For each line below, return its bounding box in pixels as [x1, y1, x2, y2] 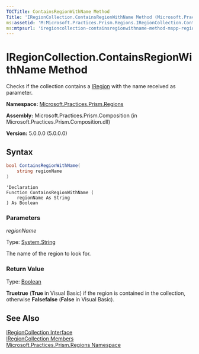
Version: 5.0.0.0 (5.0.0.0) [6, 130, 68, 137]
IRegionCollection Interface [6, 329, 73, 336]
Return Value [6, 265, 44, 273]
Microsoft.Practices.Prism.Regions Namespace [6, 342, 121, 349]
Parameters [6, 214, 40, 222]
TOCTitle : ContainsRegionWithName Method [6, 8, 110, 15]
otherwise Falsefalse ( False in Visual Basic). [6, 296, 115, 303]
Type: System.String [6, 238, 56, 246]
